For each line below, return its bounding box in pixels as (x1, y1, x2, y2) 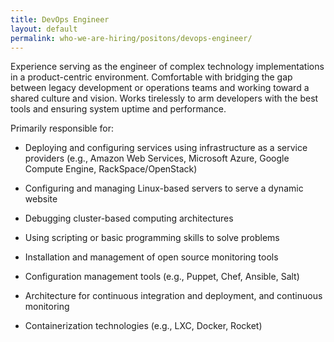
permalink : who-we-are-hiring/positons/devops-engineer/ (10, 33, 253, 43)
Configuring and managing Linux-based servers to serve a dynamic (24, 182, 304, 195)
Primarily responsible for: (10, 122, 115, 135)
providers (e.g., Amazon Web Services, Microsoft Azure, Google (24, 152, 290, 165)
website (24, 193, 58, 205)
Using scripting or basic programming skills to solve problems (24, 232, 280, 244)
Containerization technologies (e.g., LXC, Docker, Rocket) (24, 320, 263, 332)
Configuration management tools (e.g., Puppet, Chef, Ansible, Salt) (24, 271, 300, 283)
